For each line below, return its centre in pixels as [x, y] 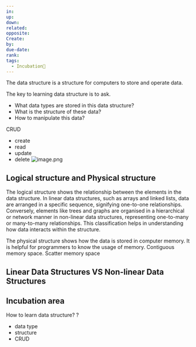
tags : [13, 60]
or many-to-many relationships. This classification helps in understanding [95, 223]
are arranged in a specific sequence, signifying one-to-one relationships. [94, 205]
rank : [13, 55]
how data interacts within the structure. [53, 230]
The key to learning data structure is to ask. [59, 94]
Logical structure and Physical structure [81, 178]
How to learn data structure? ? [42, 315]
